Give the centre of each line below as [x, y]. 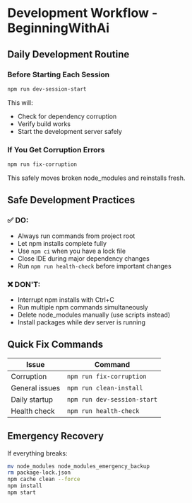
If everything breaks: [38, 453]
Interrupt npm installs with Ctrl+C [66, 300]
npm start [22, 493]
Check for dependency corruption [67, 116]
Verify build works [44, 124]
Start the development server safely [70, 131]
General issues [36, 388]
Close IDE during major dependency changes [83, 258]
